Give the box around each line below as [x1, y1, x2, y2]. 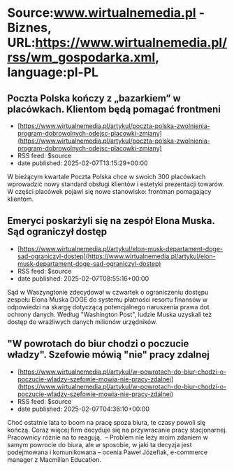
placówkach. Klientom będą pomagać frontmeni [7, 103, 221, 115]
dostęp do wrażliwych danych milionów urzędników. [7, 317, 158, 326]
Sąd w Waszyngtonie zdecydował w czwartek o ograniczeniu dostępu [7, 288, 209, 296]
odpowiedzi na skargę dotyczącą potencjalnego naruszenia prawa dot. [7, 302, 212, 311]
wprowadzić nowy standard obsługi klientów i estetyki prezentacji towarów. [7, 180, 225, 188]
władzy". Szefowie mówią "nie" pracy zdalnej [7, 349, 210, 361]
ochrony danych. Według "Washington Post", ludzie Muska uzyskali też [7, 310, 212, 318]
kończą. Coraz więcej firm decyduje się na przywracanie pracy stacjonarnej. [7, 426, 228, 434]
